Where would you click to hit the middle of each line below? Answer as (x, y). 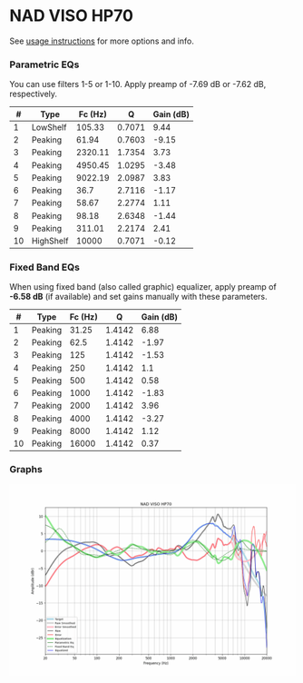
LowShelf (49, 127)
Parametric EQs (44, 64)
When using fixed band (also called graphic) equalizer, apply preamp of (143, 287)
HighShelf (50, 241)
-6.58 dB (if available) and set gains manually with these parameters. (138, 297)
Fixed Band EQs (44, 267)
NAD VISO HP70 (72, 16)
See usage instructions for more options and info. (102, 41)
